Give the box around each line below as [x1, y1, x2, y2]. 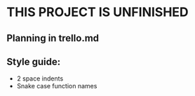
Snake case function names [16, 82, 97, 90]
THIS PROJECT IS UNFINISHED [6, 4, 189, 20]
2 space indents [16, 74, 64, 83]
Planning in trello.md [6, 32, 100, 44]
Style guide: [6, 55, 61, 67]
